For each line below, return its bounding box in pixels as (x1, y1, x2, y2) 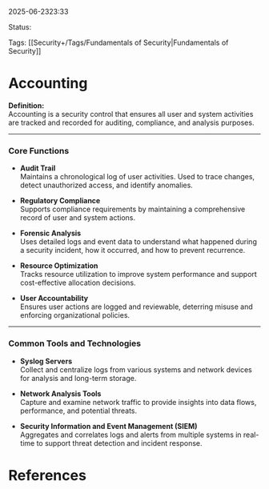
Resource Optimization (19, 261, 98, 271)
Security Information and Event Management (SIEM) (19, 421, 198, 431)
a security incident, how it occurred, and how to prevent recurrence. (19, 246, 246, 255)
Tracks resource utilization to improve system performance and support (19, 270, 258, 279)
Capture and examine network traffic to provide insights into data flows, (19, 397, 257, 407)
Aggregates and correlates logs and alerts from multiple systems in (19, 430, 242, 439)
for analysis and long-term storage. (19, 373, 137, 383)
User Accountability (19, 294, 89, 303)
